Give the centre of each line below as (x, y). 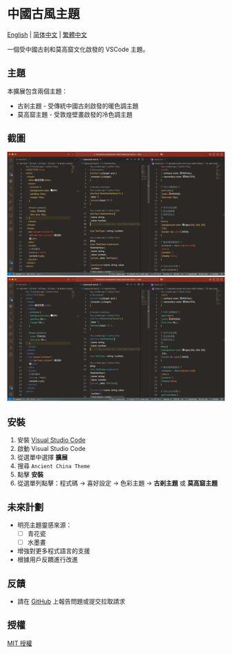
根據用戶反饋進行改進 (47, 559)
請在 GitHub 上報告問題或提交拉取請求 (71, 601)
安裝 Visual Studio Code (51, 440)
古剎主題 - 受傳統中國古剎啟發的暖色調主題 (78, 106)
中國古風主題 (44, 14)
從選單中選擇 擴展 (42, 457)
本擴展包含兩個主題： (37, 91)
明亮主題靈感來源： (45, 525)
